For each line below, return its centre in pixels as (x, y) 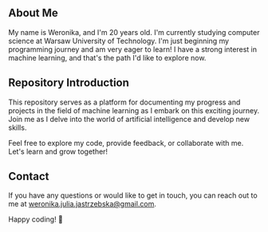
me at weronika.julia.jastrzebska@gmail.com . (83, 204)
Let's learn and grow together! (58, 151)
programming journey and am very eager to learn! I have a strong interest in (133, 49)
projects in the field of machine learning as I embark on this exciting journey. (134, 110)
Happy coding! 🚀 (36, 219)
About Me (33, 13)
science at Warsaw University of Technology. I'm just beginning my (119, 41)
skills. (18, 128)
